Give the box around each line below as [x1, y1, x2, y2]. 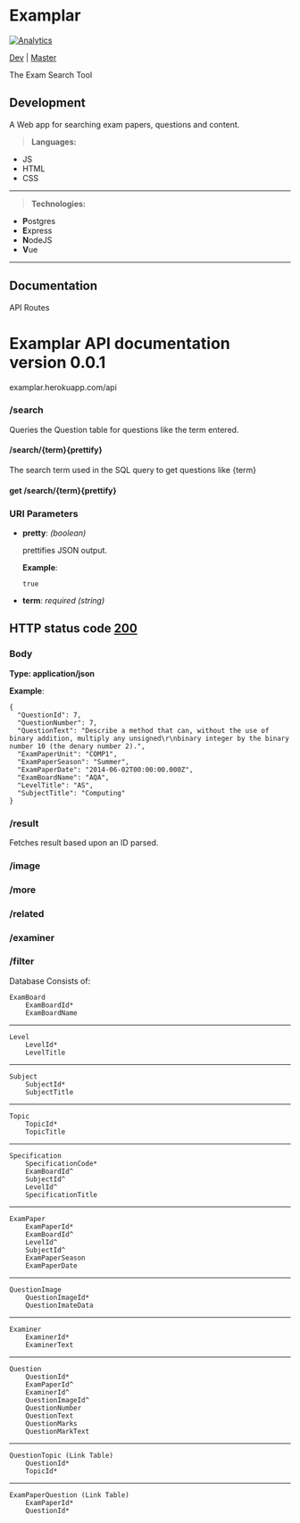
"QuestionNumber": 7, [17, 718, 98, 728]
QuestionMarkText [25, 1427, 90, 1436]
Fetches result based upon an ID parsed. [9, 836, 159, 848]
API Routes [9, 302, 50, 312]
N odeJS [21, 234, 53, 246]
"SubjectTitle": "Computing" [17, 788, 126, 797]
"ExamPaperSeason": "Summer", [17, 757, 129, 766]
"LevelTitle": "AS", [17, 780, 94, 790]
